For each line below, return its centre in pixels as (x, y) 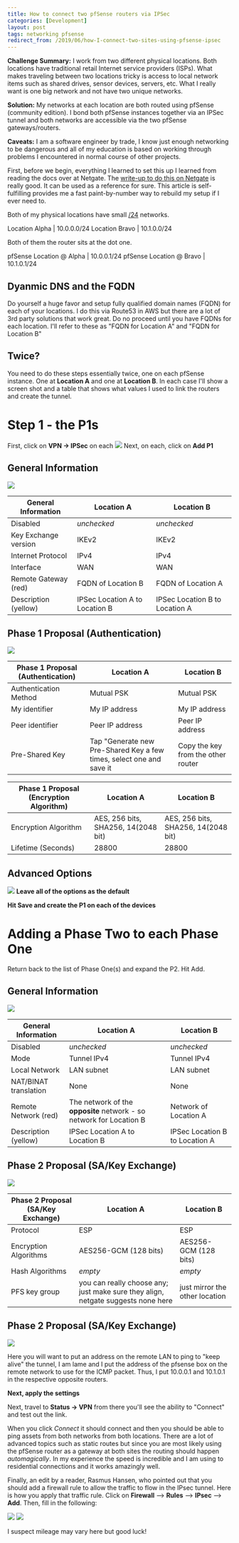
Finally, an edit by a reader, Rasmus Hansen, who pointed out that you (110, 1480)
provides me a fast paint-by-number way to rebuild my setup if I (126, 193)
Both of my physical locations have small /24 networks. (88, 215)
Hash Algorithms (39, 1271)
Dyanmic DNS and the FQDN (71, 286)
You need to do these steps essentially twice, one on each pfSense (106, 373)
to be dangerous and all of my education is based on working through (110, 149)
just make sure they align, (121, 1291)
